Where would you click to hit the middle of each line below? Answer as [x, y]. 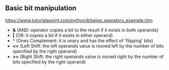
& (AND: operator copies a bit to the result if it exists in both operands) [86, 30]
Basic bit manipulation [41, 8]
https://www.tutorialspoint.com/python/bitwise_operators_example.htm [79, 20]
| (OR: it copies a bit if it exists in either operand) [63, 35]
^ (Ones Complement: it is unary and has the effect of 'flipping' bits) [83, 40]
